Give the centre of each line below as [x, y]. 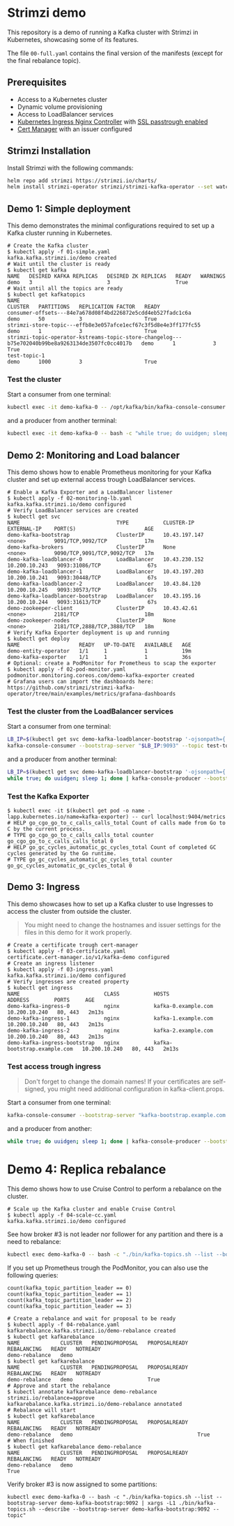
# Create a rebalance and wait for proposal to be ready [92, 1318]
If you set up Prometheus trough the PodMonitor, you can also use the [108, 1268]
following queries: [33, 1275]
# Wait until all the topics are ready [65, 289]
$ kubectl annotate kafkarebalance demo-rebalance [82, 1392]
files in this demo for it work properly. [78, 932]
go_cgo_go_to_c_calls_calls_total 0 [60, 842]
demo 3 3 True [98, 283]
